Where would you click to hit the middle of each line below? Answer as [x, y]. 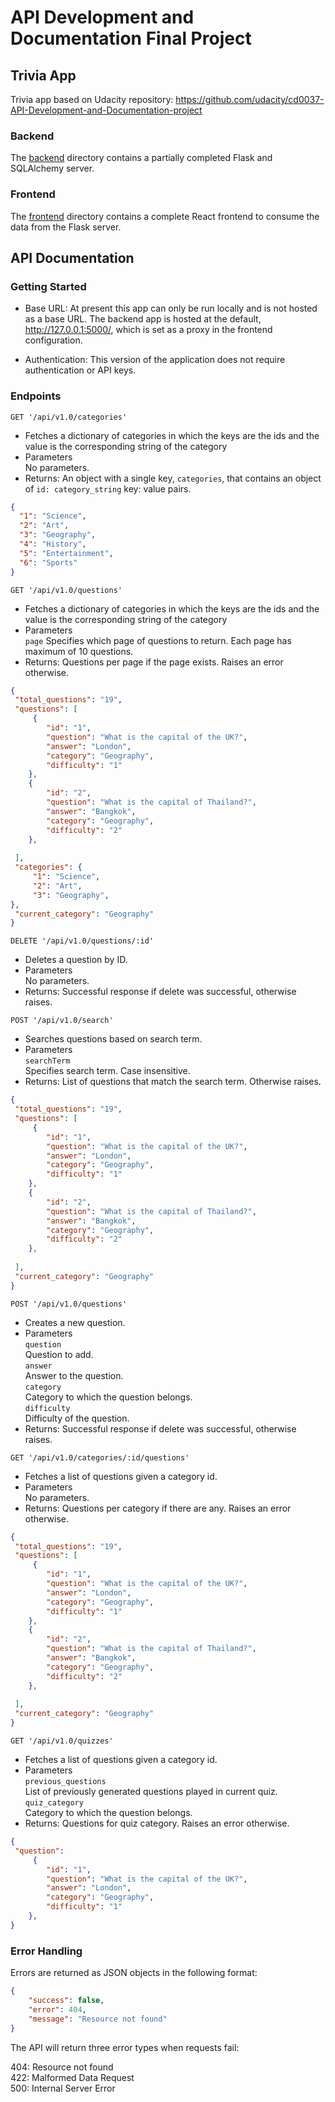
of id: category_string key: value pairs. [108, 488]
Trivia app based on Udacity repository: [92, 99]
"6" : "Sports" [48, 562]
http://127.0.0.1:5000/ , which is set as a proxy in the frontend [148, 330]
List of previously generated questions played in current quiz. [151, 1792]
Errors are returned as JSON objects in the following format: [134, 1973]
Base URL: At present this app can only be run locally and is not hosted [171, 308]
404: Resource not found [62, 2067]
